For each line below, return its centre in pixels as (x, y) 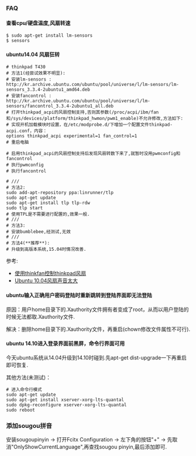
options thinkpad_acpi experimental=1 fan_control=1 (72, 136)
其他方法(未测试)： (29, 377)
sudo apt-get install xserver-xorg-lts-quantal (65, 400)
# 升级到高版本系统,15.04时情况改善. (46, 250)
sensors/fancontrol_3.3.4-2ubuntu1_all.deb (60, 106)
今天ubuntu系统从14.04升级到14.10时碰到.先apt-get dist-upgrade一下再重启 (97, 357)
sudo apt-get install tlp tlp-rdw (48, 203)
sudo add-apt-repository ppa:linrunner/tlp (60, 193)
